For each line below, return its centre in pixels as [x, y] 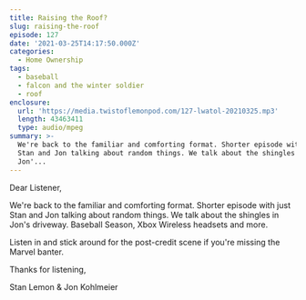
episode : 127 [34, 35]
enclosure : [30, 102]
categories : [32, 52]
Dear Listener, [36, 187]
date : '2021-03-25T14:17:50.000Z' [75, 43]
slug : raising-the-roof [55, 26]
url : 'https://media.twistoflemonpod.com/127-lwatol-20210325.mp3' [148, 111]
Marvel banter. [36, 252]
